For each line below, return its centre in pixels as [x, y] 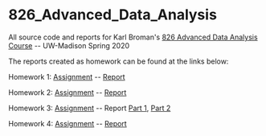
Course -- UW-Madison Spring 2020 [69, 45]
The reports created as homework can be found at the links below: [119, 61]
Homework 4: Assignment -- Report [68, 123]
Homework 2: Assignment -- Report [68, 92]
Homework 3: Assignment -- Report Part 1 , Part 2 [90, 108]
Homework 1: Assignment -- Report [67, 76]
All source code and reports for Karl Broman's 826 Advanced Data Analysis [133, 37]
